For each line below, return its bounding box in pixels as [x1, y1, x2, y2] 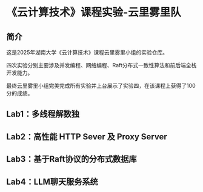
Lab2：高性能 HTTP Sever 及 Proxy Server [6, 131, 168, 142]
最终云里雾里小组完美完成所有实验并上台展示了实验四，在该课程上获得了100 [6, 82, 196, 89]
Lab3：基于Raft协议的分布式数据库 [6, 154, 137, 164]
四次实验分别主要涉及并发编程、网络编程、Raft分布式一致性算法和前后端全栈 [6, 62, 197, 68]
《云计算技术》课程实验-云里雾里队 [6, 5, 182, 19]
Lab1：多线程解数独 [6, 109, 80, 119]
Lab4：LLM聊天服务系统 [6, 176, 98, 187]
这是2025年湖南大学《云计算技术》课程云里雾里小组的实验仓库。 [6, 49, 168, 56]
